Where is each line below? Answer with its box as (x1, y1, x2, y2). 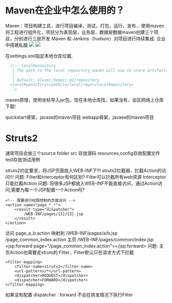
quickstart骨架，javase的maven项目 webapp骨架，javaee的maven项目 (5, 114, 155, 121)
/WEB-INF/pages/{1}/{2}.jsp (24, 212, 83, 217)
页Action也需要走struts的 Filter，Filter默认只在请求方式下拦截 (5, 250, 134, 256)
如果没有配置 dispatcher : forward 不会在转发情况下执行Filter (5, 292, 133, 298)
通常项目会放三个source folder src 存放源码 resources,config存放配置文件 (5, 150, 160, 157)
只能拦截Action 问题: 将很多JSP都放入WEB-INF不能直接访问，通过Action (5, 180, 158, 186)
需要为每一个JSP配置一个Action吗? (11, 187, 85, 193)
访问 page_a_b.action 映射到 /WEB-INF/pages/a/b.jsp (5, 230, 118, 236)
